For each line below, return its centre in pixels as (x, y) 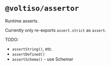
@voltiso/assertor (42, 8)
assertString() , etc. (32, 49)
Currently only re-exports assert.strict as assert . (56, 30)
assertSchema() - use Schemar (43, 59)
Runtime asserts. (22, 21)
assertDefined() (28, 54)
